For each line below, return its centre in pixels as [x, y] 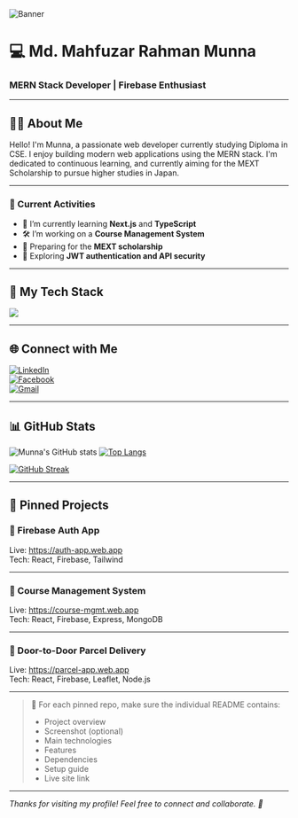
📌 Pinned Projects [59, 506]
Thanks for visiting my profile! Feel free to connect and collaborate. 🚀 [136, 804]
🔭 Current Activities [52, 205]
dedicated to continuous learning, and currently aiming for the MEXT [134, 164]
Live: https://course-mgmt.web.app [74, 610]
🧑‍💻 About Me [46, 123]
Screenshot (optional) [84, 731]
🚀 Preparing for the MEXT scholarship [92, 246]
